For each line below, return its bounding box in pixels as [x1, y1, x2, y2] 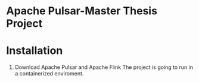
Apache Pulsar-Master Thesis [6, 4, 158, 18]
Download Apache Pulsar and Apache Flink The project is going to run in [14, 64, 194, 71]
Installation [6, 44, 63, 58]
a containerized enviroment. [14, 70, 84, 77]
